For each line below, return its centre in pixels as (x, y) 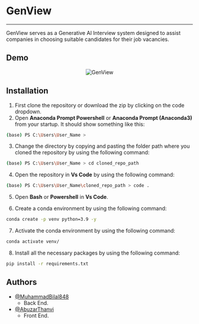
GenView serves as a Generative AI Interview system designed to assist (93, 33)
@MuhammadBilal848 (42, 296)
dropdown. (28, 112)
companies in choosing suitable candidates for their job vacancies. (88, 39)
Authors (22, 282)
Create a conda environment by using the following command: (91, 208)
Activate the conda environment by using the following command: (95, 231)
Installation (27, 91)
